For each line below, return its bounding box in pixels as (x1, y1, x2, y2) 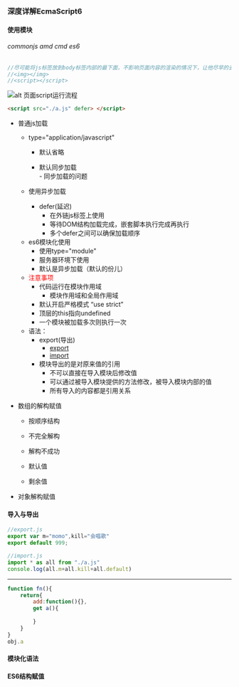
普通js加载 (17, 119, 48, 127)
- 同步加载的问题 (38, 172, 87, 181)
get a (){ (33, 605, 59, 612)
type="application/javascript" (28, 133, 115, 142)
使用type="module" (38, 247, 97, 256)
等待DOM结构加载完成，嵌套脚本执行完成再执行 (49, 220, 190, 229)
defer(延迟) (38, 202, 73, 211)
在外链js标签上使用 (49, 211, 105, 220)
